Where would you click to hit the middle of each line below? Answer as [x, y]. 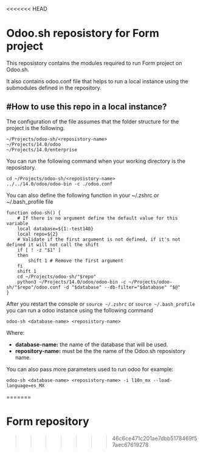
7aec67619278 [130, 445]
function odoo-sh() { [34, 213]
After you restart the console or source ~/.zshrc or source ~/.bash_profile [101, 304]
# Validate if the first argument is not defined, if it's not [99, 239]
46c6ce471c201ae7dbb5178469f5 [155, 438]
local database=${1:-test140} [56, 229]
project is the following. [36, 128]
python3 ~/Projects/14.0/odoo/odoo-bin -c [72, 282]
